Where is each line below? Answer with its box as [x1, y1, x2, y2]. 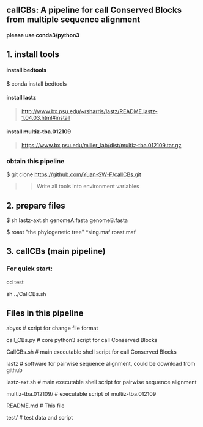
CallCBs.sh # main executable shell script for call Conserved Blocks [6, 348, 177, 355]
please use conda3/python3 [6, 31, 80, 39]
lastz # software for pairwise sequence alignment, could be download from [6, 360, 196, 367]
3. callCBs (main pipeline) [6, 246, 106, 256]
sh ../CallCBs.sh [6, 290, 47, 297]
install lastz [6, 94, 37, 102]
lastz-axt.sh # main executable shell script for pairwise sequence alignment [6, 378, 197, 385]
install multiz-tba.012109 [6, 128, 72, 135]
